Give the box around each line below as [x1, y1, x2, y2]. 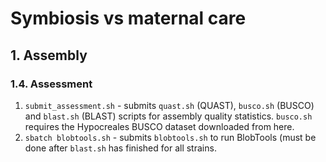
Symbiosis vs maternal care [10, 7, 247, 30]
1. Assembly [10, 47, 88, 64]
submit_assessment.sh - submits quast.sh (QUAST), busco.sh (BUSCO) [24, 99, 315, 111]
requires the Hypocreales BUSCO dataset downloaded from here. [24, 120, 295, 132]
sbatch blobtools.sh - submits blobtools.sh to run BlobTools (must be [24, 131, 317, 143]
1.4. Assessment [10, 77, 93, 91]
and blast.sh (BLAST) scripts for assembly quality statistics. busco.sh [24, 110, 313, 122]
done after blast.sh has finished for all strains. [24, 142, 217, 154]
